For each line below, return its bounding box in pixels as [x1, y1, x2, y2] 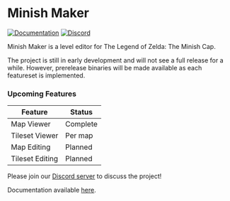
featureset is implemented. [7, 71, 86, 80]
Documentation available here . [7, 186, 97, 195]
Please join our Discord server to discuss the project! [7, 172, 162, 180]
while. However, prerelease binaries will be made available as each [7, 63, 202, 72]
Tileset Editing [11, 154, 59, 164]
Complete [64, 119, 98, 129]
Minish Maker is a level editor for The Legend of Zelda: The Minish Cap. [7, 42, 216, 50]
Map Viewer [11, 119, 51, 129]
